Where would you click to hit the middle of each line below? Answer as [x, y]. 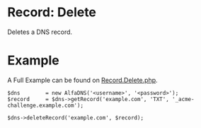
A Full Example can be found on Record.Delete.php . [82, 80]
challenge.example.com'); [45, 105]
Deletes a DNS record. [40, 32]
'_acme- [183, 99]
